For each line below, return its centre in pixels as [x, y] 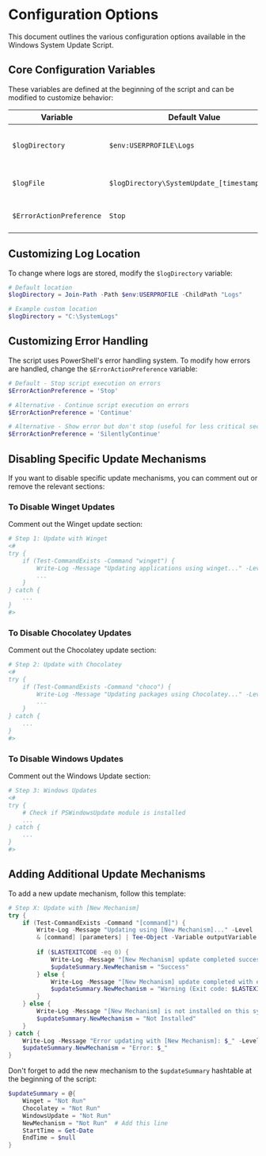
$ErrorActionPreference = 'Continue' [70, 413]
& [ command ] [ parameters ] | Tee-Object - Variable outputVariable [147, 938]
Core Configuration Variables [82, 70]
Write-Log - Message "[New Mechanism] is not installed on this [143, 1012]
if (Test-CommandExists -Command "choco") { [97, 687]
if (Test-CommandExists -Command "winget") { [99, 561]
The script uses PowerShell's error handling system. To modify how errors [129, 360]
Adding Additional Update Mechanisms [107, 874]
